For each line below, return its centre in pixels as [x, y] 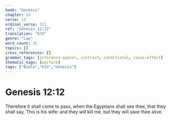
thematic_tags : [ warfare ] [33, 62]
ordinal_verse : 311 [26, 24]
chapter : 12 [18, 15]
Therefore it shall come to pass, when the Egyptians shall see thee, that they [86, 106]
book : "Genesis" [22, 10]
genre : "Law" [19, 39]
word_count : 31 [21, 43]
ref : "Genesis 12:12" [28, 29]
